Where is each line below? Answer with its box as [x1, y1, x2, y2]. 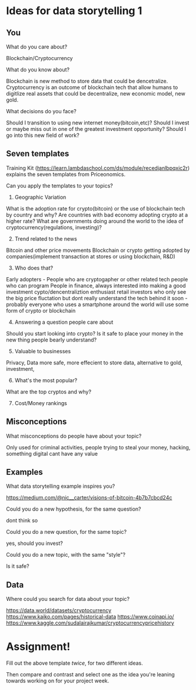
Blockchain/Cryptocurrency [6, 55, 73, 61]
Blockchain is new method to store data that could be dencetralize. [6, 78, 168, 84]
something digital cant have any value [6, 450, 98, 457]
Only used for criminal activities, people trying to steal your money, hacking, [6, 443, 191, 451]
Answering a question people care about [14, 318, 114, 326]
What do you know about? [6, 66, 69, 73]
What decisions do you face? [6, 108, 77, 114]
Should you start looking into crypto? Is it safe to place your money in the [6, 330, 184, 337]
